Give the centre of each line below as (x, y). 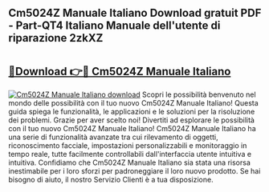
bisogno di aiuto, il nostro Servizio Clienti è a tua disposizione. (111, 180)
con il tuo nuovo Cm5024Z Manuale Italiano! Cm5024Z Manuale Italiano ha (132, 128)
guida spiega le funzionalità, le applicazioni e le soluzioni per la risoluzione (132, 112)
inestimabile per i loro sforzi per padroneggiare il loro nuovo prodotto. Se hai (134, 171)
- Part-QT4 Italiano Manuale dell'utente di (114, 26)
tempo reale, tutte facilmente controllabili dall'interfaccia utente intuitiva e (130, 154)
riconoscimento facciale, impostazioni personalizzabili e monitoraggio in (128, 146)
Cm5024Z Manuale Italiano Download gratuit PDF (135, 13)
